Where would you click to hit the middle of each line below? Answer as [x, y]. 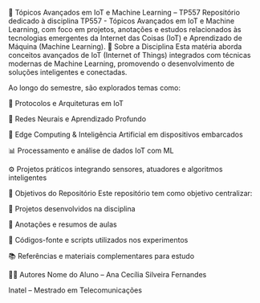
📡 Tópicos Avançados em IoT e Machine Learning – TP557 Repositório [124, 12]
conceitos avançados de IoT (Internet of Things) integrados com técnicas [130, 55]
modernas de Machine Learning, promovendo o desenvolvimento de [122, 63]
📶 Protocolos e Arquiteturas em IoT [66, 103]
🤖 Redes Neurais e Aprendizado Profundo [77, 119]
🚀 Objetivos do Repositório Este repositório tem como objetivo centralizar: [130, 193]
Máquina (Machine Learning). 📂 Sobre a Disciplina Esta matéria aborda [125, 47]
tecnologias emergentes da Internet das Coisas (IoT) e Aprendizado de [125, 38]
